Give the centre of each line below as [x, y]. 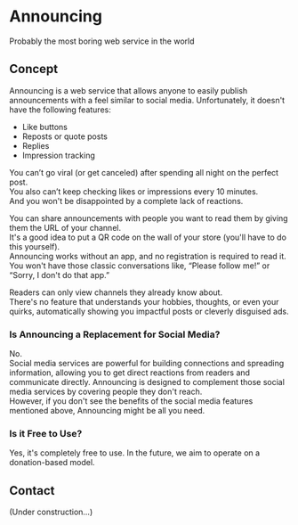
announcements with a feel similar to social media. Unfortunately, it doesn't [147, 100]
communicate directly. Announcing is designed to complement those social [147, 382]
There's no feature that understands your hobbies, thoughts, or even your [144, 301]
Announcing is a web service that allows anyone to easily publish [129, 90]
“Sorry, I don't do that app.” [59, 275]
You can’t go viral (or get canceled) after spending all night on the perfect [144, 172]
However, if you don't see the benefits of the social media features [131, 401]
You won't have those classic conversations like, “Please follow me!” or [140, 266]
